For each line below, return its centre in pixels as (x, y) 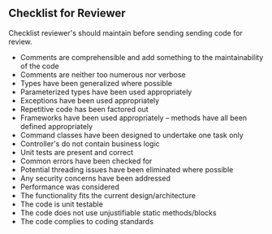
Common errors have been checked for (86, 161)
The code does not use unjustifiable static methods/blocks (118, 212)
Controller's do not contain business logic (90, 143)
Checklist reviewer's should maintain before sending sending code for (126, 32)
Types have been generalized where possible (96, 83)
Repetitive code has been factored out (84, 109)
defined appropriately (56, 126)
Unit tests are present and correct (77, 152)
